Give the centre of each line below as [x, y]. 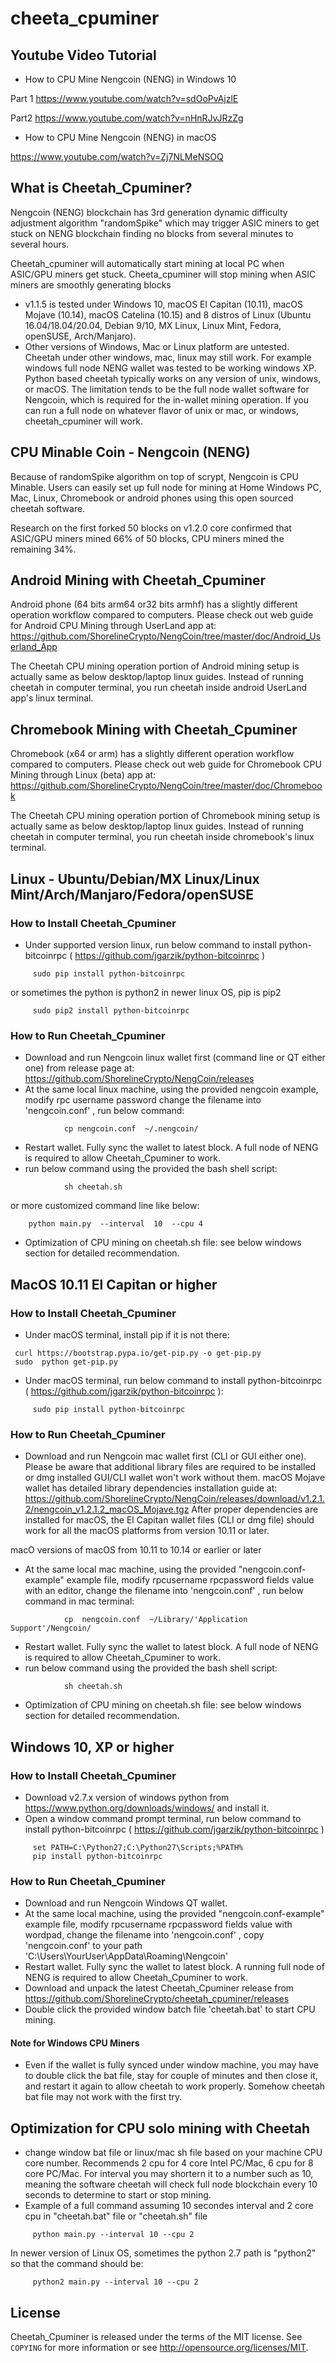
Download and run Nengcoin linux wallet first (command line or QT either [175, 1058]
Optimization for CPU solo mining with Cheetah [160, 2128]
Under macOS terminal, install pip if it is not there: [127, 1334]
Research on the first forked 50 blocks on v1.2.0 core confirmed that [151, 528]
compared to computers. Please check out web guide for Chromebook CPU [166, 764]
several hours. [40, 244]
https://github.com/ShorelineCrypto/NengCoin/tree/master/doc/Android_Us [166, 636]
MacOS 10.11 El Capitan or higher [114, 1284]
